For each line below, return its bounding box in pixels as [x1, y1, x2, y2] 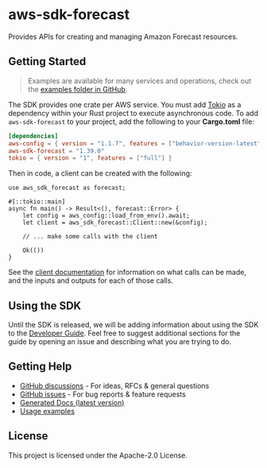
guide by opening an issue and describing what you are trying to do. [8, 337, 232, 346]
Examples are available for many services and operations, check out [27, 75, 252, 85]
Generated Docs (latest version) [19, 397, 125, 407]
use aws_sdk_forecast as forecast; [8, 184, 126, 192]
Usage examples [19, 406, 75, 416]
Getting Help [8, 360, 72, 373]
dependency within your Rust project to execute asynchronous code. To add [8, 108, 259, 118]
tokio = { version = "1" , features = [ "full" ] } [8, 154, 172, 162]
